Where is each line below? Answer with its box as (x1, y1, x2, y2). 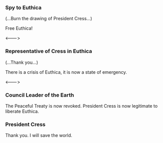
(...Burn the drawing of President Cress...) (5, 16, 93, 22)
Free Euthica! (5, 25, 33, 31)
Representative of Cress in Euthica (5, 47, 93, 55)
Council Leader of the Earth (5, 91, 74, 99)
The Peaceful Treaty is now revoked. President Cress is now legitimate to (5, 103, 158, 109)
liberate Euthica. (5, 108, 39, 114)
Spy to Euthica (5, 4, 42, 11)
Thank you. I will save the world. (5, 132, 72, 138)
